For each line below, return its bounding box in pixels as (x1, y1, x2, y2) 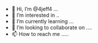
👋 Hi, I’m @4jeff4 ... (11, 6, 58, 12)
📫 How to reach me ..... (11, 31, 69, 37)
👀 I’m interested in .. (11, 12, 60, 19)
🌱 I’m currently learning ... (11, 18, 74, 24)
